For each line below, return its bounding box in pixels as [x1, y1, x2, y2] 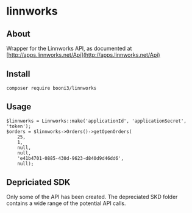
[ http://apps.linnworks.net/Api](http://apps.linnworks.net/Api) [6, 51, 160, 59]
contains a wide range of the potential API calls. [6, 200, 126, 207]
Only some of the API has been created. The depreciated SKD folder [6, 193, 178, 201]
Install [6, 69, 30, 79]
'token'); [6, 123, 32, 129]
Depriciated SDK [6, 177, 71, 187]
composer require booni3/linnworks [6, 85, 97, 91]
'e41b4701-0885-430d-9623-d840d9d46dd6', [17, 155, 124, 161]
